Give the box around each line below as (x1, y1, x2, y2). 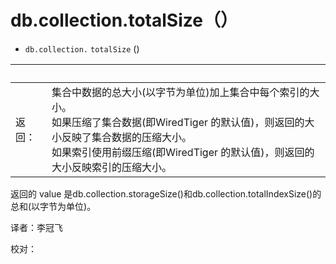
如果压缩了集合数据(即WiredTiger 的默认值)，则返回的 (51, 115, 305, 129)
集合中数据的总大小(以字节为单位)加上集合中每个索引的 (51, 85, 310, 99)
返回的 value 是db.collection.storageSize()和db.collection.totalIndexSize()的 (10, 187, 322, 200)
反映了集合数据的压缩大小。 (61, 130, 192, 144)
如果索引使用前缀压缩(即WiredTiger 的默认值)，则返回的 (51, 145, 315, 159)
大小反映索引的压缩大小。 (51, 160, 172, 174)
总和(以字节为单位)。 (10, 200, 97, 212)
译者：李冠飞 (10, 221, 63, 233)
